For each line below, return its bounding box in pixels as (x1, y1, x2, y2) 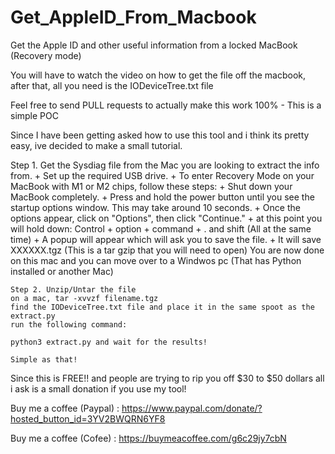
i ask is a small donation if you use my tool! (10, 382, 187, 395)
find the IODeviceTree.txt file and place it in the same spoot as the (10, 302, 315, 312)
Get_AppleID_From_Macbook (10, 6, 257, 29)
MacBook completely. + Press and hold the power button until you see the (10, 191, 315, 203)
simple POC (10, 109, 59, 121)
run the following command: (10, 319, 128, 330)
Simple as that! (10, 354, 78, 365)
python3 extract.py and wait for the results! (10, 337, 208, 347)
